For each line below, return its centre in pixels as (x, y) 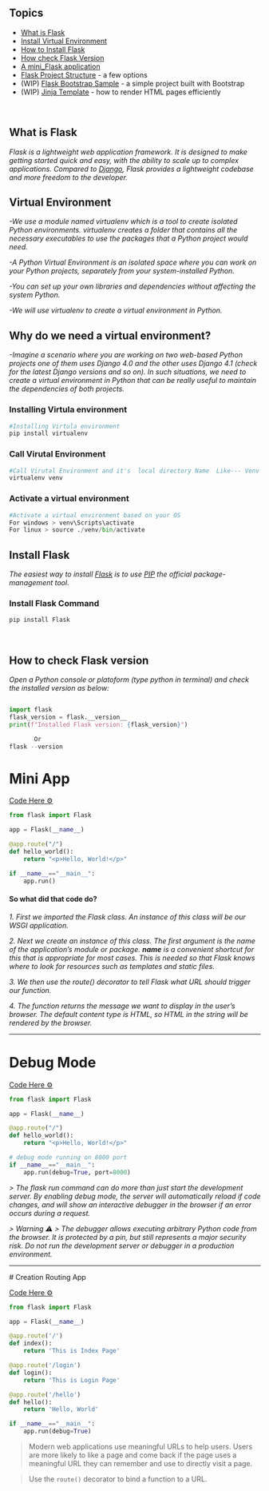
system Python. (35, 295)
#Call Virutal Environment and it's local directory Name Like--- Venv (134, 471)
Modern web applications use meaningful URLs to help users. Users (140, 1447)
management (31, 583)
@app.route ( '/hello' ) (45, 1394)
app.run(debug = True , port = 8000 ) (77, 1172)
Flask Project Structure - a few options (84, 74)
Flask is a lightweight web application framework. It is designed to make (129, 152)
